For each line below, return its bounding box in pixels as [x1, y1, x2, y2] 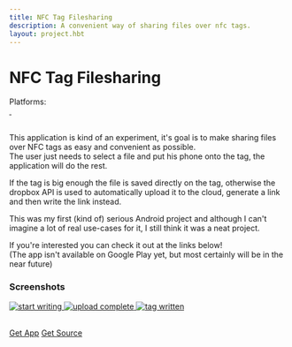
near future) [9, 259, 53, 269]
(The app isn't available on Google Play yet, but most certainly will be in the [9, 249, 284, 260]
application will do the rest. [9, 161, 108, 171]
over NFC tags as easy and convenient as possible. [9, 142, 196, 153]
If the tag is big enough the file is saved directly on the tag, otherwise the [9, 177, 276, 188]
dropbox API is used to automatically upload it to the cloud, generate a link [9, 187, 280, 198]
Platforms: [9, 96, 47, 107]
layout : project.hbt [9, 29, 86, 38]
